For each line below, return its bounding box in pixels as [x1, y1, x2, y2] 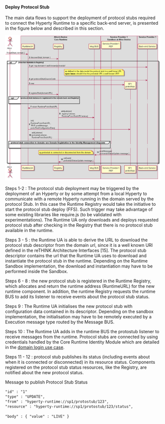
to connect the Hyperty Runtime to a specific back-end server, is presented [5, 20, 159, 26]
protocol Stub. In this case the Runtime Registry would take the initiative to [5, 201, 156, 207]
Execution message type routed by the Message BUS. [5, 319, 115, 325]
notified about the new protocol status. [5, 370, 84, 376]
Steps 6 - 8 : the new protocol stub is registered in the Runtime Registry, [5, 278, 152, 284]
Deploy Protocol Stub [5, 4, 50, 10]
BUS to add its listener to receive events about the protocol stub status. [5, 294, 150, 300]
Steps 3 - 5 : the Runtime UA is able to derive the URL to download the [5, 237, 148, 243]
